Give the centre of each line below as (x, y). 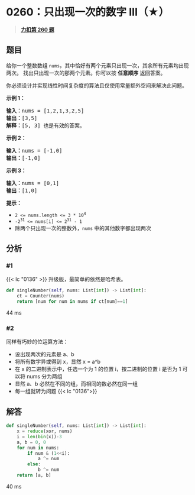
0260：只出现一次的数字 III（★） (88, 12)
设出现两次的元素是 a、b (45, 354)
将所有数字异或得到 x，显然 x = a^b (58, 362)
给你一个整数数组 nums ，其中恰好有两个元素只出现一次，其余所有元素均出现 (97, 65)
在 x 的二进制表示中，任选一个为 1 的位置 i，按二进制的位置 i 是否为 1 (98, 369)
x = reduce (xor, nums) (45, 431)
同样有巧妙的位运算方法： (37, 342)
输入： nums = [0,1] (33, 183)
